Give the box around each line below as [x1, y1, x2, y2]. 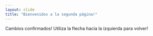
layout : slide [5, 7, 35, 12]
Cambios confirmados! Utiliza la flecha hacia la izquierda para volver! [5, 25, 148, 31]
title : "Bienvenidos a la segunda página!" [5, 12, 98, 17]
